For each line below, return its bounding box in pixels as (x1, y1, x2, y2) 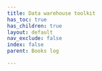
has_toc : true (7, 16, 48, 23)
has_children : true (7, 22, 63, 29)
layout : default (7, 28, 53, 36)
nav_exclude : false (7, 35, 63, 42)
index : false (7, 41, 44, 48)
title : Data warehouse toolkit (7, 9, 96, 17)
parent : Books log (7, 48, 59, 55)
